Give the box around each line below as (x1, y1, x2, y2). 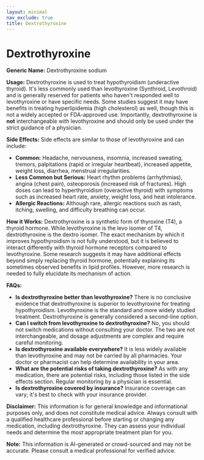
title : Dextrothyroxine (6, 20, 67, 26)
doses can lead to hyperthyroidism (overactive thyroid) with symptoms (15, 187, 194, 194)
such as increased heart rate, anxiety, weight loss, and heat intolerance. (15, 193, 197, 200)
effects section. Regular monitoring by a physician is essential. (15, 378, 173, 385)
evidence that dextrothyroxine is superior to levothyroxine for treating (15, 300, 191, 307)
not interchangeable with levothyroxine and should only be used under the (6, 117, 194, 125)
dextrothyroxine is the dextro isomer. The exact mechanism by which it (6, 231, 184, 238)
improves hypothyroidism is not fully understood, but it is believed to (6, 238, 179, 245)
